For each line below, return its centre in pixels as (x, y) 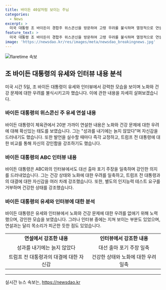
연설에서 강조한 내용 (46, 239)
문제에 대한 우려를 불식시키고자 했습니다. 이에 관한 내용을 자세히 (71, 93)
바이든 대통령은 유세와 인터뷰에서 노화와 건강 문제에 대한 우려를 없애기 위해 (77, 213)
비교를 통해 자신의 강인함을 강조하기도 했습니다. (56, 143)
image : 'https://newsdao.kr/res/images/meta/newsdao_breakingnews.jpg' (80, 42)
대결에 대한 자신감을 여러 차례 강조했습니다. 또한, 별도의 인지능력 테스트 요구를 (85, 182)
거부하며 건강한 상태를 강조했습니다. (40, 188)
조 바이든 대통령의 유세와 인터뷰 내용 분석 (63, 74)
